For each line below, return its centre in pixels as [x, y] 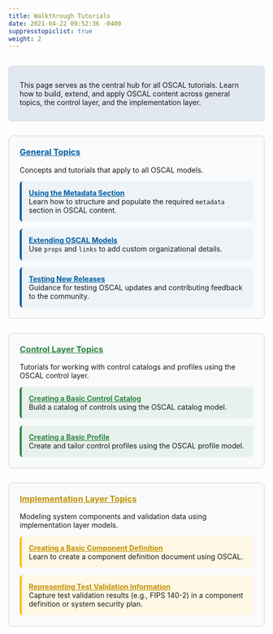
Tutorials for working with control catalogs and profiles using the [128, 367]
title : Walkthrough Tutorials [60, 16]
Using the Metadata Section [77, 193]
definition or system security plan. [86, 604]
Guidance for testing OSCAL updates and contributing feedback [136, 287]
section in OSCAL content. [73, 210]
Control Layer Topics [62, 349]
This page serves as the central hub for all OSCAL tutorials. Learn [130, 85]
